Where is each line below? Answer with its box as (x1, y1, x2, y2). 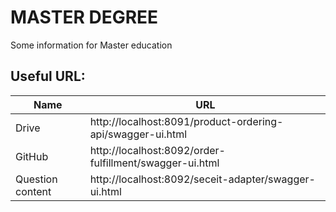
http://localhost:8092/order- (89, 143, 226, 157)
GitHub (15, 149, 49, 163)
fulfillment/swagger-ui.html (89, 156, 220, 170)
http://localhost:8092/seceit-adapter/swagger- (89, 172, 316, 186)
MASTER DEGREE (10, 6, 159, 29)
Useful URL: (10, 68, 86, 85)
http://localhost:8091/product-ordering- (89, 114, 284, 128)
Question (15, 172, 58, 186)
